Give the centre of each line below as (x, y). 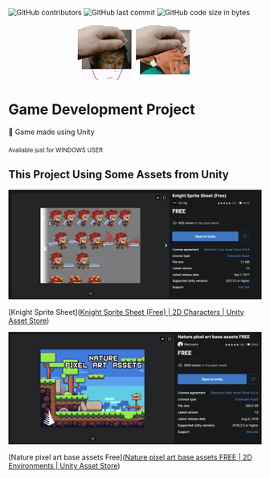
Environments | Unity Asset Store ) (64, 466)
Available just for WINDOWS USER (55, 150)
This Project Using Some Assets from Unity (119, 175)
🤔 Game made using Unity (51, 132)
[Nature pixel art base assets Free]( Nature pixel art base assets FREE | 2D (131, 457)
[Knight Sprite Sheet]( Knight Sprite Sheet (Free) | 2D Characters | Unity (126, 312)
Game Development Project (102, 110)
